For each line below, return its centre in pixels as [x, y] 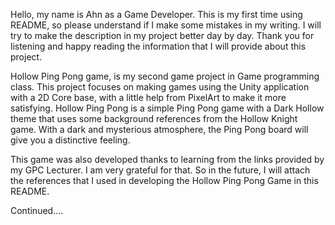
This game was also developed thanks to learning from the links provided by [167, 159]
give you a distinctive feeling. [70, 140]
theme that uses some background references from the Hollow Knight [154, 118]
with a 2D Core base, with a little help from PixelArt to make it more [148, 97]
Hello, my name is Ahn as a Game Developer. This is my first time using [156, 14]
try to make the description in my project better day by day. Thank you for [162, 35]
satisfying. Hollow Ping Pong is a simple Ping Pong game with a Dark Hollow [167, 108]
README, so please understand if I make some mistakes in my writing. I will [166, 25]
